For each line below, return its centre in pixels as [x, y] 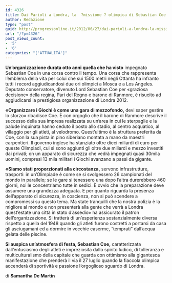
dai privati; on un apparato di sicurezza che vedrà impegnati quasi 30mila [83, 154]
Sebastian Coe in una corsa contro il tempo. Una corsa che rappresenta [81, 73]
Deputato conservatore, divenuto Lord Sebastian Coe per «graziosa [77, 89]
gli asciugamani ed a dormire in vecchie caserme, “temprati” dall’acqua [80, 229]
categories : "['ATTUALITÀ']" [36, 53]
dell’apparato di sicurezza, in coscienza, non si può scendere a [72, 196]
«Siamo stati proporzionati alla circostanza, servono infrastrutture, [77, 169]
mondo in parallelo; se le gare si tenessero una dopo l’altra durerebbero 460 [85, 180]
